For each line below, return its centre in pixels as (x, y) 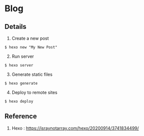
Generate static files (32, 74)
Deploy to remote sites (34, 92)
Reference (21, 116)
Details (15, 27)
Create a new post (30, 38)
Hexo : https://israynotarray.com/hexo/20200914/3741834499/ (75, 128)
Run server (23, 56)
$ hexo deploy (19, 101)
